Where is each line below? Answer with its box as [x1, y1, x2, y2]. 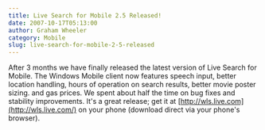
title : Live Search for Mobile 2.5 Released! [8, 11, 162, 20]
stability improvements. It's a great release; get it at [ [8, 97, 181, 106]
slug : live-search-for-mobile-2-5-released [8, 41, 155, 49]
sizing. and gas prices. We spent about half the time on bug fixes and [8, 88, 236, 97]
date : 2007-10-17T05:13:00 [8, 19, 98, 27]
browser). [8, 113, 41, 123]
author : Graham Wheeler [8, 26, 88, 34]
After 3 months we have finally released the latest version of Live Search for [8, 63, 257, 72]
